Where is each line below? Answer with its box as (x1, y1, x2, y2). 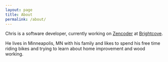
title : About (5, 12, 33, 17)
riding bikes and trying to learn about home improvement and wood (5, 46, 145, 52)
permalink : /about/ (5, 17, 46, 22)
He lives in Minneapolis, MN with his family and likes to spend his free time (5, 40, 160, 46)
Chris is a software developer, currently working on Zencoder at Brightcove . (5, 31, 163, 37)
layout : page (5, 7, 33, 13)
